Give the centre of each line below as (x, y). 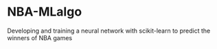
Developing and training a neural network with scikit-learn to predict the (109, 31)
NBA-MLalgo (45, 12)
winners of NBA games (40, 37)
